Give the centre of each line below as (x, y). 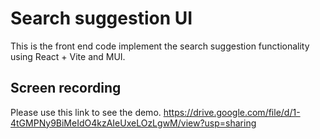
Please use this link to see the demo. (86, 112)
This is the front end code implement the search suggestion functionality (160, 46)
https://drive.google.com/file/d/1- (232, 112)
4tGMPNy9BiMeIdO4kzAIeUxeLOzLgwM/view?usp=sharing (133, 123)
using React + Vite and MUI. (68, 56)
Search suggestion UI (101, 18)
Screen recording (66, 88)
